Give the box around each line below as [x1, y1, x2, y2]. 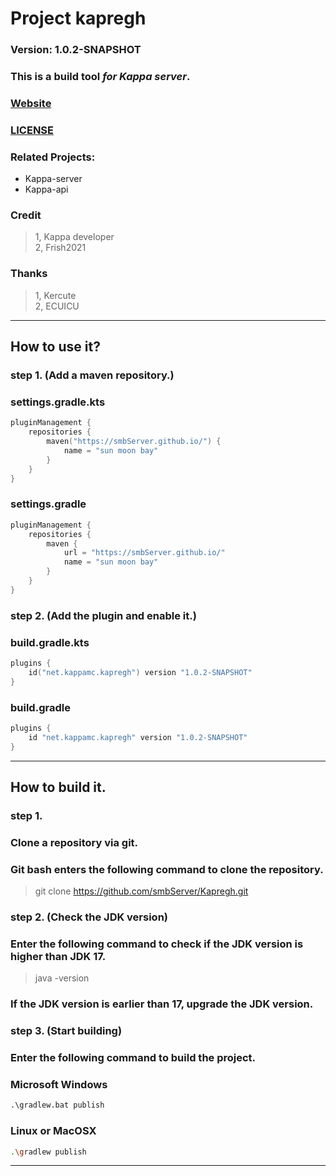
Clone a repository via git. [10, 835, 139, 849]
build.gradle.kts [10, 635, 90, 649]
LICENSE [10, 123, 55, 137]
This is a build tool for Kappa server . [10, 70, 191, 84]
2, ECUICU [34, 300, 80, 312]
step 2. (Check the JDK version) [10, 910, 169, 924]
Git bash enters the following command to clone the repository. [10, 862, 324, 876]
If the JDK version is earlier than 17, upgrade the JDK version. [10, 997, 314, 1011]
